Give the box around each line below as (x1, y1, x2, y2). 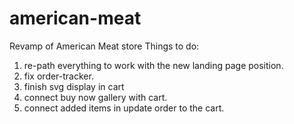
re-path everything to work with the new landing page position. (23, 59, 284, 71)
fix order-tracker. (23, 70, 94, 82)
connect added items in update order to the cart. (23, 102, 225, 114)
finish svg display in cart (23, 80, 125, 92)
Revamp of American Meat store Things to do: (9, 40, 200, 52)
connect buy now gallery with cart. (23, 91, 168, 103)
